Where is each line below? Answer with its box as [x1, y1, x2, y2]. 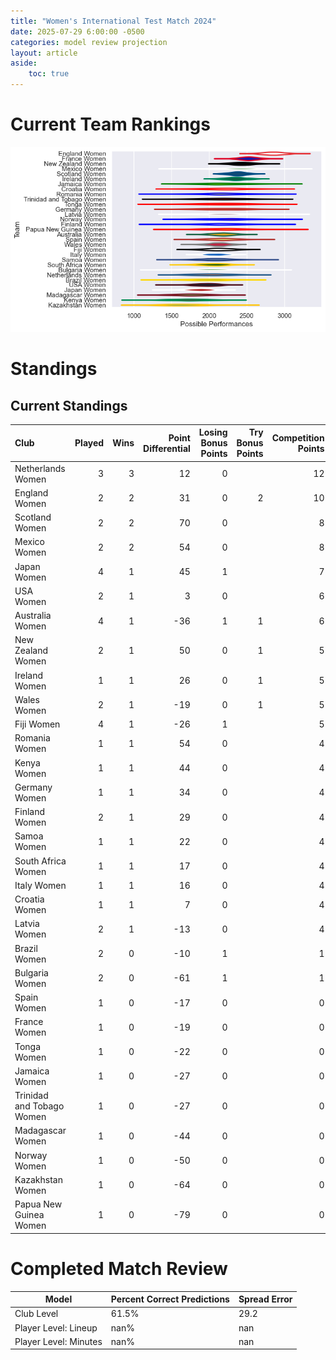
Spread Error [238, 1293, 293, 1305]
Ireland [14, 669, 44, 681]
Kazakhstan [14, 1173, 63, 1185]
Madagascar [14, 1125, 67, 1137]
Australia [14, 610, 52, 622]
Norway [14, 1149, 48, 1161]
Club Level [14, 1308, 59, 1320]
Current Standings [10, 397, 128, 414]
